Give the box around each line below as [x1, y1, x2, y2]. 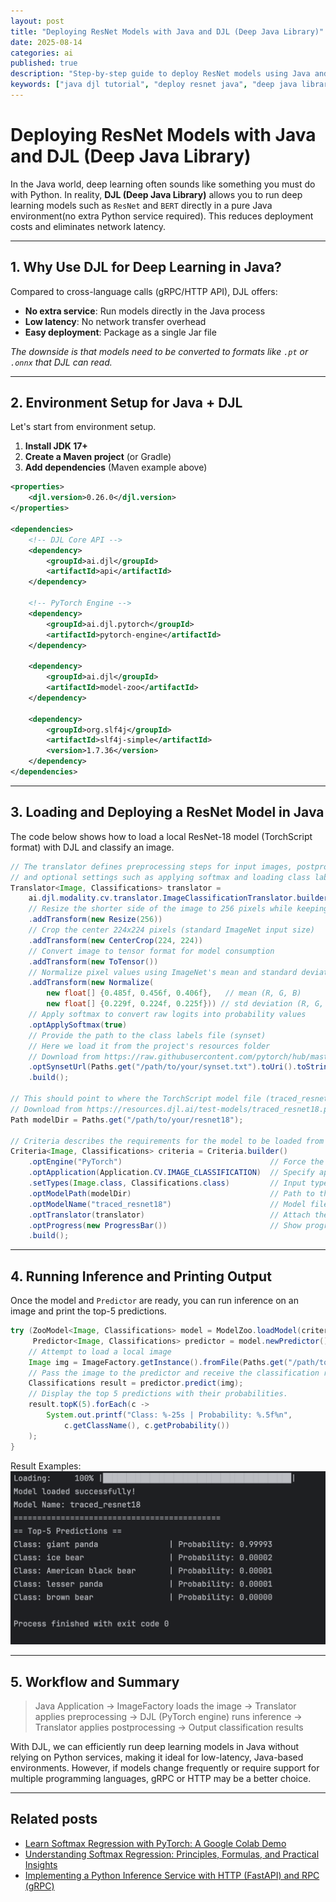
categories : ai [10, 48, 74, 58]
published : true [10, 58, 78, 69]
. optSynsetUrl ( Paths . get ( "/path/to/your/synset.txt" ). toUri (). [28, 1062, 298, 1072]
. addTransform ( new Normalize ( [28, 978, 155, 988]
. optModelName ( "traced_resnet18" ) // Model [28, 1199, 307, 1209]
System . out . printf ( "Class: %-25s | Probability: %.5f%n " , [46, 1410, 293, 1420]
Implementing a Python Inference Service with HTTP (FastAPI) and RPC [24, 1869, 320, 1881]
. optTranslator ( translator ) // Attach [28, 1210, 311, 1220]
